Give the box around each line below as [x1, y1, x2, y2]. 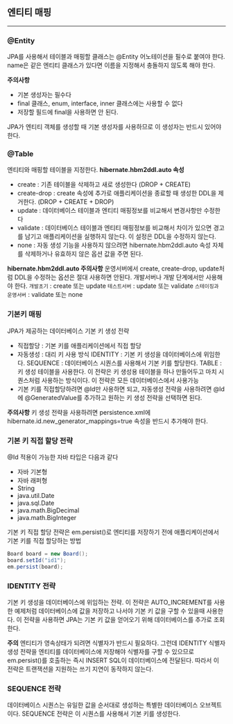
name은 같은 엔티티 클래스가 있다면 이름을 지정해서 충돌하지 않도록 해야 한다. [7, 61, 216, 69]
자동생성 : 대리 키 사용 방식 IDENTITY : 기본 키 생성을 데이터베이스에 [17, 350, 202, 359]
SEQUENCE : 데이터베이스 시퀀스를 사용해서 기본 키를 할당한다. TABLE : [26, 359, 222, 367]
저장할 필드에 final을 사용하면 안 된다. [17, 108, 119, 117]
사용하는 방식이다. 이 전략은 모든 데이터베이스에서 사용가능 [41, 376, 199, 384]
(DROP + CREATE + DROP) [37, 198, 114, 206]
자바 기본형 [17, 467, 48, 476]
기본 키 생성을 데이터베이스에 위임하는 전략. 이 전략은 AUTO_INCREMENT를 [7, 598, 213, 606]
